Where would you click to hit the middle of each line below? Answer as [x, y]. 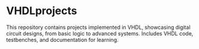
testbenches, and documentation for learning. [63, 40]
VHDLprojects [42, 11]
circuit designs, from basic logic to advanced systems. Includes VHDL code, [100, 33]
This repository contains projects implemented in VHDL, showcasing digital [98, 27]
